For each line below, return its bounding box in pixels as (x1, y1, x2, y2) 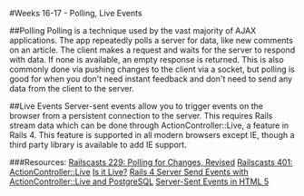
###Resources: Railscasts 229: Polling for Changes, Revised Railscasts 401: (9, 157, 293, 167)
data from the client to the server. (9, 83, 134, 93)
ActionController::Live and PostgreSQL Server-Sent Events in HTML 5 (9, 176, 270, 187)
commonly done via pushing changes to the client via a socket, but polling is (9, 64, 295, 74)
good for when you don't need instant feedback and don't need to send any (9, 73, 293, 84)
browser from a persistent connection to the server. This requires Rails (9, 111, 273, 121)
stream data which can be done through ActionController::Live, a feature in (9, 120, 289, 131)
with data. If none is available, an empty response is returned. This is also (9, 54, 284, 64)
